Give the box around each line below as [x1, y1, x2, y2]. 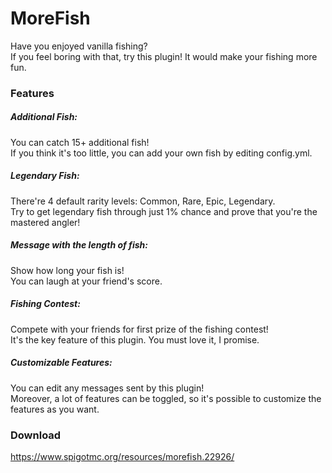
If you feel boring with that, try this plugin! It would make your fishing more [10, 50, 318, 62]
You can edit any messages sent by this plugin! [10, 382, 205, 394]
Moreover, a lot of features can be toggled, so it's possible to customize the [10, 392, 322, 404]
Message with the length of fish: [10, 239, 148, 251]
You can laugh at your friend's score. [10, 275, 163, 287]
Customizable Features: [10, 357, 113, 369]
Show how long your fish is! [10, 264, 125, 276]
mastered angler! [10, 216, 81, 228]
